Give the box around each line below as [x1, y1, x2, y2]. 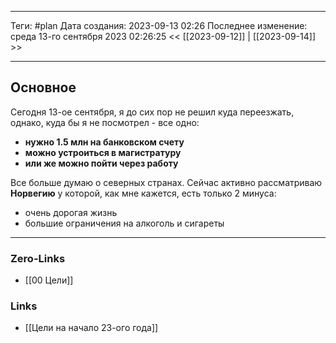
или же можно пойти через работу [24, 157, 179, 169]
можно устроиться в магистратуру [24, 146, 182, 158]
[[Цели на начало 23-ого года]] [24, 322, 159, 334]
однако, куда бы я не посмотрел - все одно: [10, 116, 200, 128]
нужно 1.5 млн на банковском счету [24, 136, 185, 148]
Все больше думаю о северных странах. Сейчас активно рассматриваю [10, 176, 323, 188]
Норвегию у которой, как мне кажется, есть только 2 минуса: [10, 187, 277, 199]
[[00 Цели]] [24, 274, 74, 286]
